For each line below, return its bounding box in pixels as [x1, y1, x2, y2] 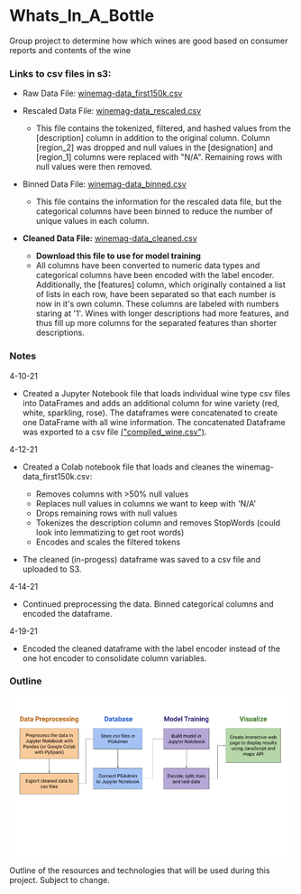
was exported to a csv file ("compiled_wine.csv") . [22, 426, 207, 437]
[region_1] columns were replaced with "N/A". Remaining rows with [35, 152, 283, 163]
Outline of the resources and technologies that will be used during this [9, 865, 270, 876]
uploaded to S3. [22, 563, 82, 574]
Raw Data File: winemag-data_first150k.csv [22, 88, 183, 99]
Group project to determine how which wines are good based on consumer [9, 35, 288, 46]
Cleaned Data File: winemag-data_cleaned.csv [22, 233, 197, 244]
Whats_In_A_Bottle [9, 5, 155, 26]
